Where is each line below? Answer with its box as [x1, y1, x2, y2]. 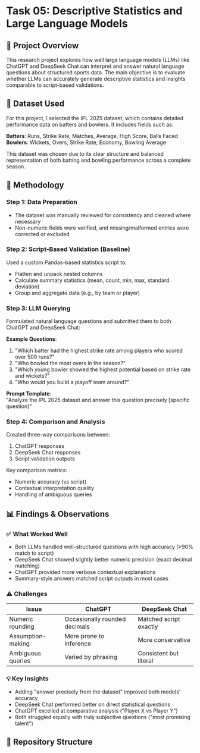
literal [137, 657, 154, 665]
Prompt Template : [6, 390, 52, 397]
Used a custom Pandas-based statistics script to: [6, 259, 127, 266]
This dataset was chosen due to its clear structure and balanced [6, 150, 164, 157]
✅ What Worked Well [6, 529, 68, 538]
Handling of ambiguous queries [14, 491, 92, 498]
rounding [9, 623, 35, 631]
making [9, 639, 30, 648]
